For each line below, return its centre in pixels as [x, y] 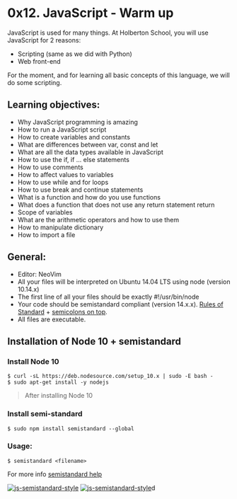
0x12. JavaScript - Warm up [91, 13]
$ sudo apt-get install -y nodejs [58, 383]
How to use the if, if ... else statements [73, 159]
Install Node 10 [33, 361]
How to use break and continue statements [80, 190]
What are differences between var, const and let [88, 144]
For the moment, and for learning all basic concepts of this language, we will [118, 75]
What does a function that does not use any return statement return [116, 205]
